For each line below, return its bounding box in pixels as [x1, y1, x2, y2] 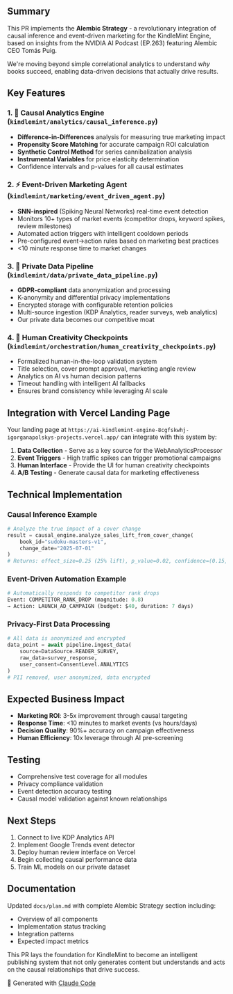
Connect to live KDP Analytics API [17, 833, 114, 841]
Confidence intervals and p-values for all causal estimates [17, 162, 184, 170]
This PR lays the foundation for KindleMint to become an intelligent [7, 950, 198, 959]
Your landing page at [7, 426, 67, 434]
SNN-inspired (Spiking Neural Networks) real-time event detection [17, 207, 209, 215]
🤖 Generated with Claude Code [7, 979, 96, 987]
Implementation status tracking [17, 922, 106, 931]
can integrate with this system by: [120, 433, 217, 441]
